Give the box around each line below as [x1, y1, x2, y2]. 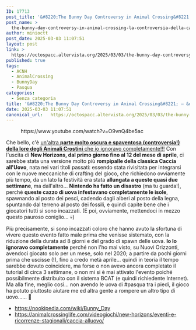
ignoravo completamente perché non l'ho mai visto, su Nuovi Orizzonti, [6, 244, 179, 251]
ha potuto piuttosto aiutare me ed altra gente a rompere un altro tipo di [6, 287, 176, 294]
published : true [6, 57, 45, 63]
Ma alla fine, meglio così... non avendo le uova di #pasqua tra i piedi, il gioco [6, 281, 190, 288]
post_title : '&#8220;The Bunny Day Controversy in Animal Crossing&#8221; [6, 14, 192, 20]
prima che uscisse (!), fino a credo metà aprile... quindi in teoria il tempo [6, 256, 179, 263]
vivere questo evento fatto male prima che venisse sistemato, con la [6, 231, 170, 238]
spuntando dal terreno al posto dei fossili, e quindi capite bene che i [6, 201, 169, 208]
